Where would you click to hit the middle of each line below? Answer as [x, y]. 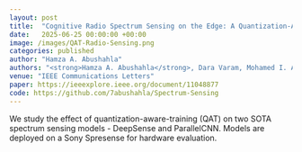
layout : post [34, 18]
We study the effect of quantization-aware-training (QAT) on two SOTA [141, 119]
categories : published [52, 51]
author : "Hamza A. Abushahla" [66, 59]
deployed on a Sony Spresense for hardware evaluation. [113, 138]
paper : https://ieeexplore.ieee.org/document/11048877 [114, 85]
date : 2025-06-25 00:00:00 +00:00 [78, 34]
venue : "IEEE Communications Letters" [82, 76]
